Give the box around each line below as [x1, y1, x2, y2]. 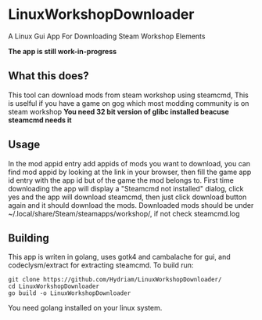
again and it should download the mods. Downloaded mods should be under [8, 200, 254, 209]
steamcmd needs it [8, 115, 72, 125]
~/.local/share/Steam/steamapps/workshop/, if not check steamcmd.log [8, 209, 240, 218]
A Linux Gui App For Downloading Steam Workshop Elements [8, 31, 206, 41]
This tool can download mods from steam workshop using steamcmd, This [8, 90, 249, 100]
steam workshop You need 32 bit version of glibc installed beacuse [8, 107, 229, 116]
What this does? [8, 69, 90, 83]
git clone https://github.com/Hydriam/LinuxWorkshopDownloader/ [8, 276, 222, 284]
